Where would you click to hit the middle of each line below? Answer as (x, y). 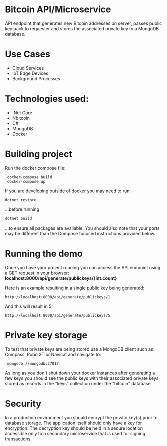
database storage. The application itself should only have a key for (74, 423)
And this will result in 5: (29, 306)
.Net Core (22, 113)
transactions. (19, 439)
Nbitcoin (21, 118)
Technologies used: (47, 99)
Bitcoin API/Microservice (58, 9)
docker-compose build (30, 177)
